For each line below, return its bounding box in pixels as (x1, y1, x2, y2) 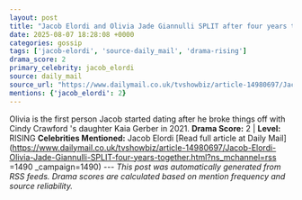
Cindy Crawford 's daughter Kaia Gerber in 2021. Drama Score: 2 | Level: (9, 123, 281, 133)
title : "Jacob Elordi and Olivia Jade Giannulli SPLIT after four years (9, 22, 288, 31)
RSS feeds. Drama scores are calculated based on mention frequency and (9, 170, 286, 181)
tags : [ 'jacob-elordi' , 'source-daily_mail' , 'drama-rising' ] (9, 47, 247, 56)
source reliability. (9, 180, 74, 191)
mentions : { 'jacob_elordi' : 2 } (9, 88, 127, 97)
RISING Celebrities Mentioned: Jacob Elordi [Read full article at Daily (9, 132, 267, 143)
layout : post (9, 13, 58, 23)
